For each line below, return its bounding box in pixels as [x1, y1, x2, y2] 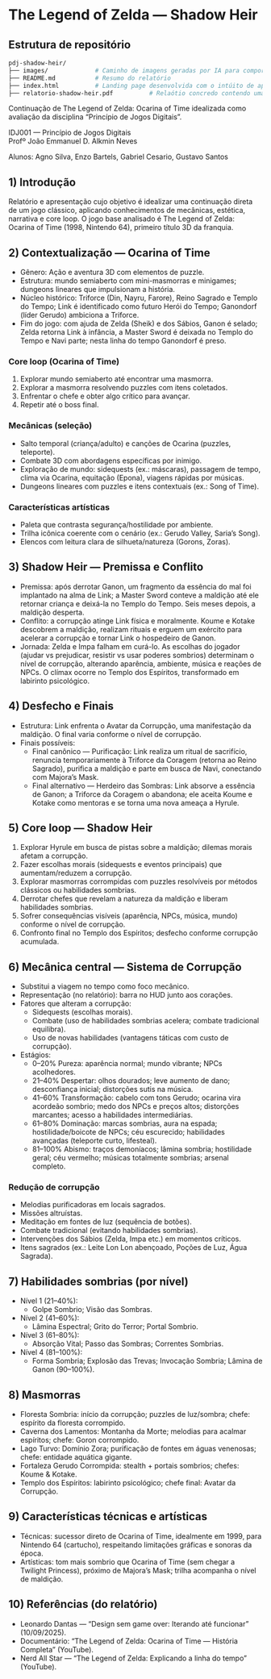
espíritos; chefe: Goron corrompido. [19, 1435, 140, 1445]
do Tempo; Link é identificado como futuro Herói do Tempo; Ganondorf [19, 302, 257, 311]
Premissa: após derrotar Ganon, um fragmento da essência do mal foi [19, 581, 252, 591]
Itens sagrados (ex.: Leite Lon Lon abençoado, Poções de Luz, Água [19, 1243, 248, 1252]
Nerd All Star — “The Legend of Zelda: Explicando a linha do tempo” [19, 1653, 248, 1663]
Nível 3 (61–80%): [19, 1331, 80, 1340]
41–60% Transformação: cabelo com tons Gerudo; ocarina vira [31, 1093, 241, 1102]
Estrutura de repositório [8, 38, 131, 52]
